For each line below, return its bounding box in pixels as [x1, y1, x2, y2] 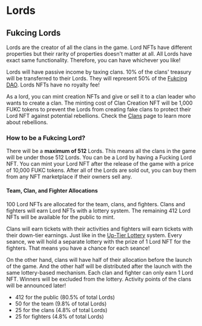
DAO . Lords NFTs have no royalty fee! [6, 81, 100, 88]
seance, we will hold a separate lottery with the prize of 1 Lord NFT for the [6, 238, 191, 245]
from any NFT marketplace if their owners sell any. [6, 173, 132, 180]
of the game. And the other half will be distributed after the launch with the [6, 262, 192, 270]
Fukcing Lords [6, 28, 61, 38]
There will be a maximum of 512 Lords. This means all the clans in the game [6, 148, 197, 155]
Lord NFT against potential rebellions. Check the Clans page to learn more [6, 112, 192, 119]
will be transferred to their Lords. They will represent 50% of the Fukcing [6, 75, 187, 82]
